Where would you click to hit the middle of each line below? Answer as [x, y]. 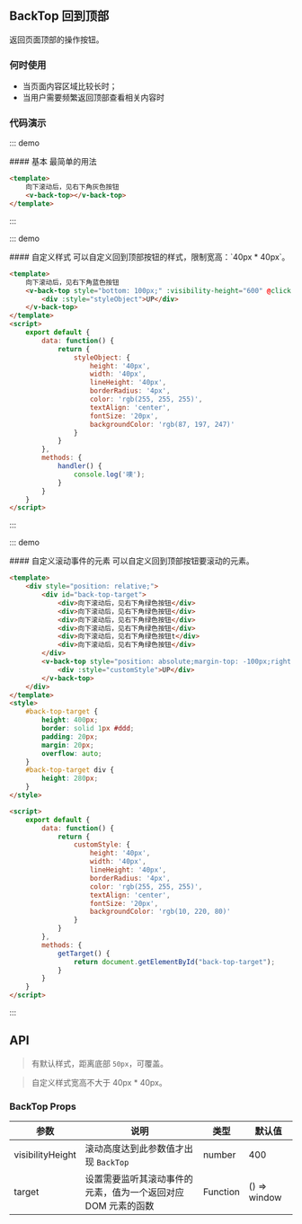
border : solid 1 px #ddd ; [88, 729]
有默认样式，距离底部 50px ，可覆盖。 [100, 1063]
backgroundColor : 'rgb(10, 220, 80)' [160, 912]
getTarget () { [84, 953]
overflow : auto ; [72, 753]
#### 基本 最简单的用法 [53, 162]
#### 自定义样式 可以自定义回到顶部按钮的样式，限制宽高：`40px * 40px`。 [150, 257]
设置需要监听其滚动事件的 [139, 1179]
